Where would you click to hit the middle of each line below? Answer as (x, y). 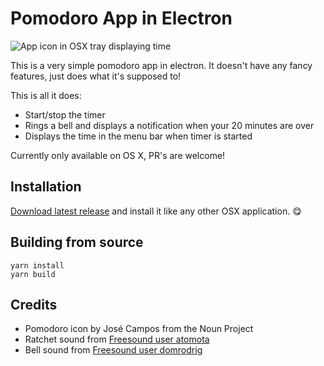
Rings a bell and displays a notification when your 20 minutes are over (169, 125)
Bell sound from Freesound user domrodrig (113, 350)
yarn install (37, 265)
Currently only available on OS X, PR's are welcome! (118, 155)
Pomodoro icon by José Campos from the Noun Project (139, 329)
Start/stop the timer (65, 114)
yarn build (33, 274)
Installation (46, 187)
